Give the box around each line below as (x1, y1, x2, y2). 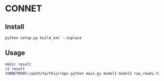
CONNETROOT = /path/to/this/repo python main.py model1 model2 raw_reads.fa (5, 71, 161, 76)
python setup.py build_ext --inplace (5, 35, 82, 40)
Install (5, 23, 24, 31)
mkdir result (5, 62, 32, 67)
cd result (5, 66, 25, 71)
